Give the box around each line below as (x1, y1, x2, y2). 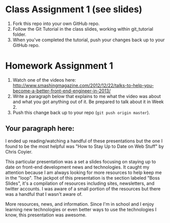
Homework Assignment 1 (5, 60, 114, 72)
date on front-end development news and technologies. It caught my (5, 164, 150, 170)
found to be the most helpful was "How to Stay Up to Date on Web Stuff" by (5, 143, 164, 149)
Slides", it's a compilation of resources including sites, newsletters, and (5, 180, 155, 186)
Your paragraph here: (5, 124, 75, 133)
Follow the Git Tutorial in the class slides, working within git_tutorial (12, 26, 154, 32)
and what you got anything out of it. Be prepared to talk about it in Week (12, 98, 164, 105)
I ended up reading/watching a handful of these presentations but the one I (5, 138, 163, 144)
